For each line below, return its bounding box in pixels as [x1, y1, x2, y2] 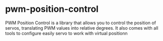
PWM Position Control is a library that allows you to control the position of [5, 20, 157, 26]
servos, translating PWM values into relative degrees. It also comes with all [5, 25, 159, 31]
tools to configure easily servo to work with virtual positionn [5, 30, 128, 36]
